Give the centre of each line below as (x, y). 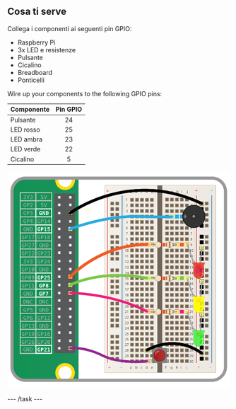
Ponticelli (31, 80)
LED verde (25, 149)
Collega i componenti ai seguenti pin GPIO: (70, 28)
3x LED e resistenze (47, 50)
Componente (30, 110)
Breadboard (35, 72)
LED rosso (25, 129)
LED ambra (26, 139)
